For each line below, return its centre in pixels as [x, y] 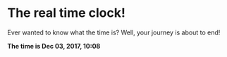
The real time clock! [66, 13]
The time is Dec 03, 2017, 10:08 [54, 46]
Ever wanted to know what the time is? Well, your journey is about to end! [114, 32]
